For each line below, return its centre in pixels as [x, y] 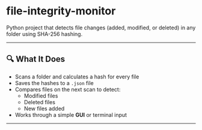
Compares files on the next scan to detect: [68, 89]
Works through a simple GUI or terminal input [71, 114]
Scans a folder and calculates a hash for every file [77, 77]
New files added [44, 108]
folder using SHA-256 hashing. [44, 34]
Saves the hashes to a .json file [54, 83]
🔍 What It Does [36, 59]
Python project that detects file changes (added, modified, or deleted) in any [101, 28]
